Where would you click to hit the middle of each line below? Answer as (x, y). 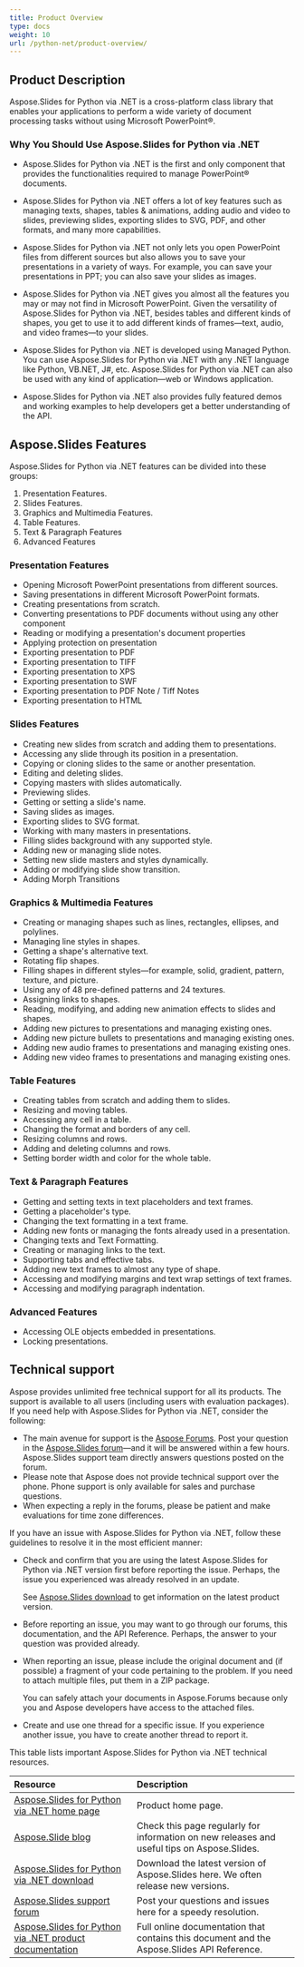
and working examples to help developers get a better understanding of (157, 406)
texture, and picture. (60, 980)
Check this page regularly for (199, 1825)
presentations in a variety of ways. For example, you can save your (147, 267)
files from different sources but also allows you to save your (134, 257)
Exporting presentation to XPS (79, 671)
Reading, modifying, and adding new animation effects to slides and (149, 1009)
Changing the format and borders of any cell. (106, 1130)
